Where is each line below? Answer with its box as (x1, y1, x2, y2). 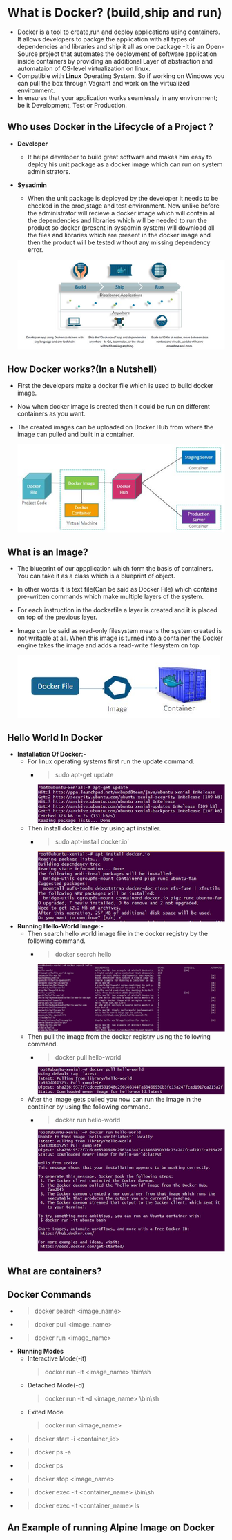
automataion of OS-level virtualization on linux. (17, 64, 151, 72)
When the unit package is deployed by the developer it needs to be (27, 194, 219, 202)
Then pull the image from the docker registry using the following (27, 1033, 211, 1041)
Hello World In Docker (7, 732, 103, 743)
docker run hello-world (55, 1115, 121, 1124)
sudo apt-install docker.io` (55, 837, 130, 846)
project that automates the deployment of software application (39, 50, 217, 58)
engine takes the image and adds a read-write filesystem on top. (17, 641, 202, 650)
